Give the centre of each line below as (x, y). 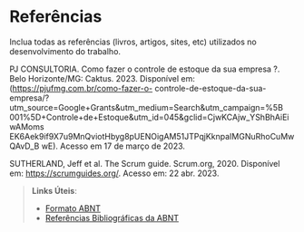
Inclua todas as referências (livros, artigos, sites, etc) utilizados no (133, 42)
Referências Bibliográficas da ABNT (112, 217)
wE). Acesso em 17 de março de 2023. (113, 146)
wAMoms (27, 126)
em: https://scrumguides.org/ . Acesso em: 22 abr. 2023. (114, 173)
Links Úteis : (54, 190)
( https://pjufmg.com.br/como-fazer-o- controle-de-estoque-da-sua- (138, 88)
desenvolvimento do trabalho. (65, 51)
